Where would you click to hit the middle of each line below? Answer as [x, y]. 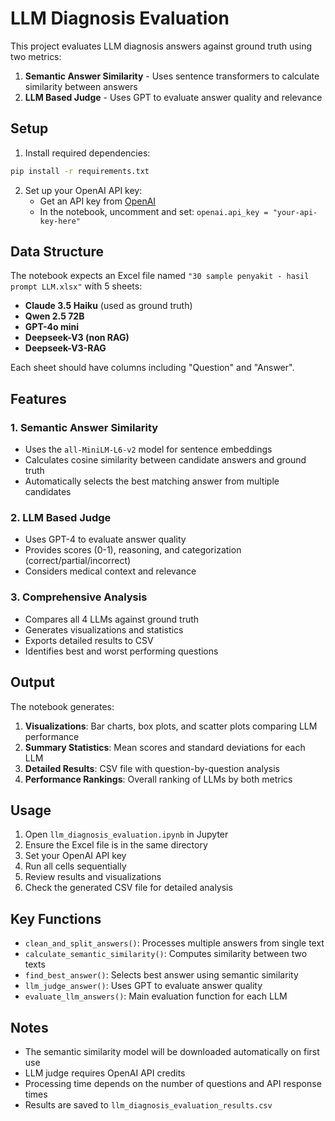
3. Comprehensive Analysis [79, 597]
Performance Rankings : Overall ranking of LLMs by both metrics [158, 779]
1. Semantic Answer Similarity [84, 427]
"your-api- [295, 212]
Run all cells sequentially [75, 866]
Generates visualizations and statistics [104, 629]
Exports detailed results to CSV [89, 640]
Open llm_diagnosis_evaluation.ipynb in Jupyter [126, 834]
